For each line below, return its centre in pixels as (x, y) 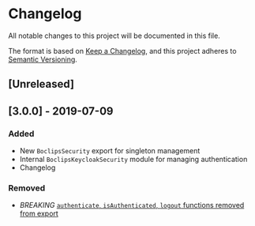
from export (39, 213)
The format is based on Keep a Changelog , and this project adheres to (122, 51)
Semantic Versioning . (43, 59)
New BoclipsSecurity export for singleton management (110, 151)
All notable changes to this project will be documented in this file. (114, 36)
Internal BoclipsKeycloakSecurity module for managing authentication (133, 160)
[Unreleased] (41, 84)
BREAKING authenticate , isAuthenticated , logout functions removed (132, 205)
